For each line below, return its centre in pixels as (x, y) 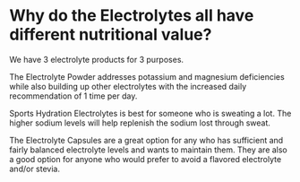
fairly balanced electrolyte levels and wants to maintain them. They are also (149, 150)
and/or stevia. (35, 169)
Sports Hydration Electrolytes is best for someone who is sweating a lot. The (150, 113)
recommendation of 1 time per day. (73, 96)
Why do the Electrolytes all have (132, 16)
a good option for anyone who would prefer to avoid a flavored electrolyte (146, 159)
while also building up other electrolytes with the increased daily (128, 86)
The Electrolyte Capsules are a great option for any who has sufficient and (146, 140)
